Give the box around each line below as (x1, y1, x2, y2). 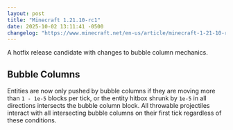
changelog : (7, 29, 39, 37)
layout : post (7, 10, 45, 17)
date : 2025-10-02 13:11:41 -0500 (7, 23, 104, 30)
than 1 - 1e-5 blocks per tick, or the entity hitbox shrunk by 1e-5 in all (7, 94, 207, 102)
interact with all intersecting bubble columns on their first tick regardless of (7, 109, 222, 118)
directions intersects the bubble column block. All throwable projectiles (7, 102, 210, 110)
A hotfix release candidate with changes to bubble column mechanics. (7, 48, 208, 57)
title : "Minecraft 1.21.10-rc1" (7, 17, 101, 24)
